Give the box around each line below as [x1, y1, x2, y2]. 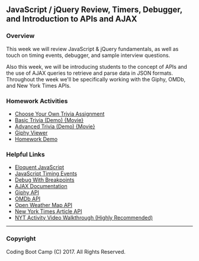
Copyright [6, 234, 36, 243]
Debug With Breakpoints [14, 176, 75, 183]
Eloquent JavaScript [14, 164, 65, 171]
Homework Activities [6, 97, 68, 105]
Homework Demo [14, 135, 58, 142]
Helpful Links [6, 150, 46, 158]
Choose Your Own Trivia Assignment [14, 110, 105, 117]
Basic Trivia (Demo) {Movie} [14, 116, 84, 123]
